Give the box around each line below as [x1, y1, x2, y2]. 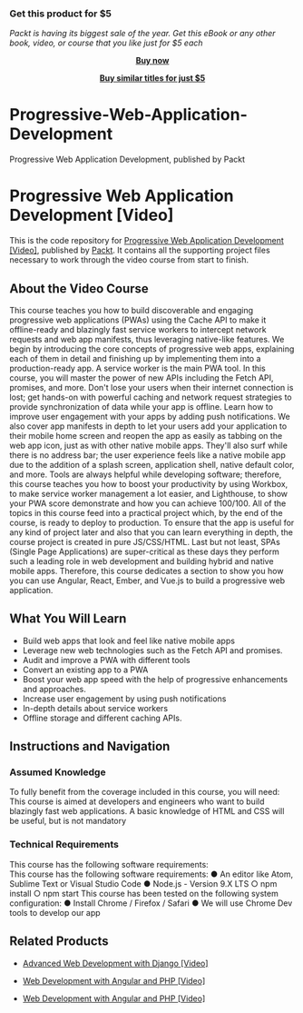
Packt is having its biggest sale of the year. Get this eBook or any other [9, 28, 276, 39]
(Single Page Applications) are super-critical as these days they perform [9, 546, 279, 557]
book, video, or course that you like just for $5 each [9, 37, 203, 48]
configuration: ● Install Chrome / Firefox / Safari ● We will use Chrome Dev [9, 898, 293, 909]
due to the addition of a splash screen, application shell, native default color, [9, 459, 295, 470]
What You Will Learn [9, 611, 127, 627]
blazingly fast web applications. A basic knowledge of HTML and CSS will [9, 806, 285, 817]
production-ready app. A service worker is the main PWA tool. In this [9, 362, 266, 373]
